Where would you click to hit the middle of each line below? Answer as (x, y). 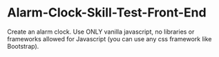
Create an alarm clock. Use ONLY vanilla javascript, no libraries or (101, 32)
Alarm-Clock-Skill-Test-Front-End (107, 13)
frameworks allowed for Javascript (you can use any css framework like (109, 38)
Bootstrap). (23, 46)
